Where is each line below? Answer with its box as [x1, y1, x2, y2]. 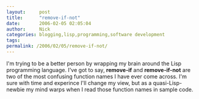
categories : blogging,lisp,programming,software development [6, 32, 165, 38]
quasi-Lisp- [153, 79, 183, 86]
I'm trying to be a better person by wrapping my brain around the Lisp [6, 59, 182, 67]
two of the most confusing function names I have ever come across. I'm [6, 73, 187, 80]
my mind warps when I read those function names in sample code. [26, 86, 194, 93]
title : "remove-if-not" [6, 15, 81, 21]
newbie [6, 86, 25, 93]
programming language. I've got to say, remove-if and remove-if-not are [6, 66, 191, 73]
